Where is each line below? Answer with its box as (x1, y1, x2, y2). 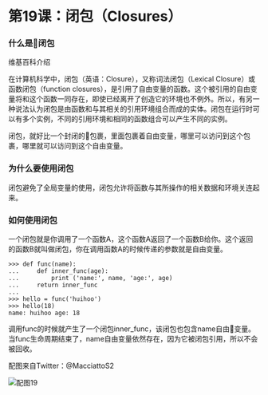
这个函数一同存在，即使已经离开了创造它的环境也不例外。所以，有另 (29, 94, 253, 104)
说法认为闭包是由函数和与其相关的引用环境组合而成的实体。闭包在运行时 (14, 105, 253, 114)
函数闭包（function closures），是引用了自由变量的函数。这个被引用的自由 (8, 85, 251, 94)
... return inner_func (8, 281, 98, 290)
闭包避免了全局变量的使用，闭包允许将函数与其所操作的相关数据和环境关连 (8, 183, 253, 192)
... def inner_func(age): (8, 267, 109, 275)
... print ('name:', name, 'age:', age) (8, 275, 173, 282)
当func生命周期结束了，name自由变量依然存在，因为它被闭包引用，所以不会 (8, 334, 258, 344)
